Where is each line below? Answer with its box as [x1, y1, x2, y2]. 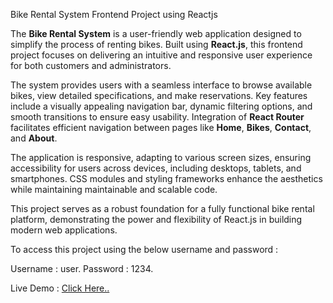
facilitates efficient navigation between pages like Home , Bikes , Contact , [10, 122, 312, 133]
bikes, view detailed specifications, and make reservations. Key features [10, 90, 308, 101]
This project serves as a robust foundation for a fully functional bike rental [10, 203, 315, 214]
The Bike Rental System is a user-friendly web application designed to [10, 28, 302, 39]
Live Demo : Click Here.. [10, 282, 110, 294]
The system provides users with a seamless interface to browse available [10, 79, 313, 91]
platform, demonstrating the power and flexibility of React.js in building [10, 214, 303, 225]
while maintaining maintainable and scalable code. [10, 184, 218, 195]
